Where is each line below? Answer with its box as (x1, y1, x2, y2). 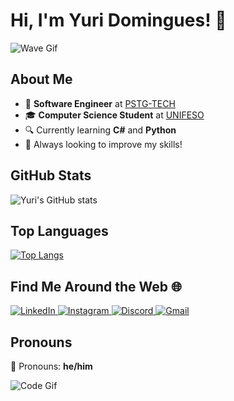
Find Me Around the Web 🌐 (10, 278, 182, 295)
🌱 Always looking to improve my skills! (24, 138, 183, 150)
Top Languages (10, 222, 109, 239)
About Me (10, 71, 73, 88)
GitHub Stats (10, 167, 92, 184)
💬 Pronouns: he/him (10, 360, 93, 372)
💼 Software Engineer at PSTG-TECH (24, 97, 176, 109)
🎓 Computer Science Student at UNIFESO (24, 109, 205, 121)
